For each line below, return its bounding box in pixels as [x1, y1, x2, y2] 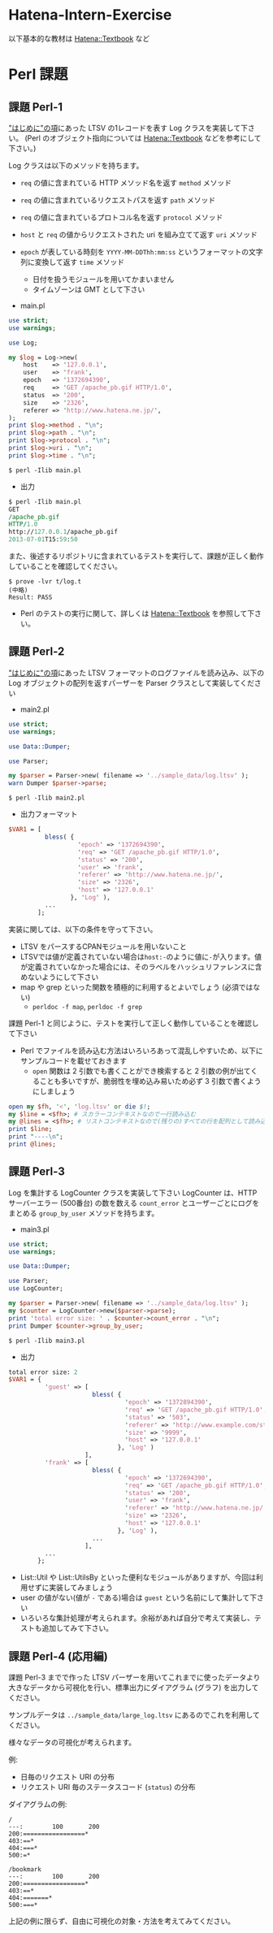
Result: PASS [8, 593, 53, 602]
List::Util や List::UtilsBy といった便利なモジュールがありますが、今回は [19, 1572, 257, 1582]
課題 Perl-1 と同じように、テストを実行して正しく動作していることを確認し [8, 1018, 259, 1028]
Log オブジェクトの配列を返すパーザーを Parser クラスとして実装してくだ [8, 678, 254, 687]
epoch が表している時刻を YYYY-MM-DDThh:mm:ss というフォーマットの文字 [19, 246, 263, 257]
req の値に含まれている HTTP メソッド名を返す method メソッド [19, 177, 232, 188]
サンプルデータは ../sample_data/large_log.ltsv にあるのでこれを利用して [8, 1710, 260, 1720]
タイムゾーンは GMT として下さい [32, 284, 145, 294]
